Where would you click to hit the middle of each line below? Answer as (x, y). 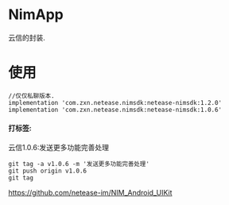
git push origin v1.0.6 (48, 171)
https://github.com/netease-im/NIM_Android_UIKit (90, 193)
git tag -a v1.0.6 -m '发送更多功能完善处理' (79, 164)
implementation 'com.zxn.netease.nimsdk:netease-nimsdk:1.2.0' (115, 102)
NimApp (36, 15)
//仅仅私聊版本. (31, 96)
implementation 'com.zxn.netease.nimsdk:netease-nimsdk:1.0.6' (115, 110)
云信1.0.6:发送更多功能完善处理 (59, 148)
